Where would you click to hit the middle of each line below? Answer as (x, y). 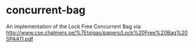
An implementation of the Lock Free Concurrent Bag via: (74, 26)
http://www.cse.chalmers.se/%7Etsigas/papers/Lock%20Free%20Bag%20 (97, 32)
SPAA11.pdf (20, 39)
